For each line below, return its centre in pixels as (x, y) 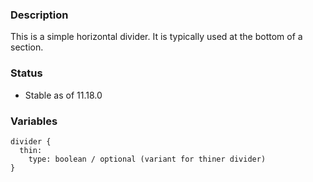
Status (26, 73)
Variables (34, 121)
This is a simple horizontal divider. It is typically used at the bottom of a (156, 37)
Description (39, 15)
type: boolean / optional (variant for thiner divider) (147, 159)
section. (27, 47)
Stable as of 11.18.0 (63, 95)
